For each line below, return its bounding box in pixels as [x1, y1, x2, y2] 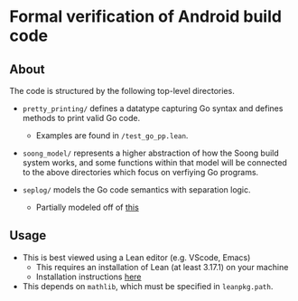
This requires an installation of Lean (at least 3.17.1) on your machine [35, 261, 289, 272]
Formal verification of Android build [9, 6, 283, 27]
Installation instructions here [35, 271, 142, 282]
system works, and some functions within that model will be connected [22, 157, 287, 168]
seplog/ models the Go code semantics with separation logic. [22, 184, 251, 195]
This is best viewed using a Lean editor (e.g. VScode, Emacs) [22, 251, 251, 263]
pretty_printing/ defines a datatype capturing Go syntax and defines [22, 103, 284, 114]
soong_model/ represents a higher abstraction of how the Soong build [22, 147, 280, 158]
